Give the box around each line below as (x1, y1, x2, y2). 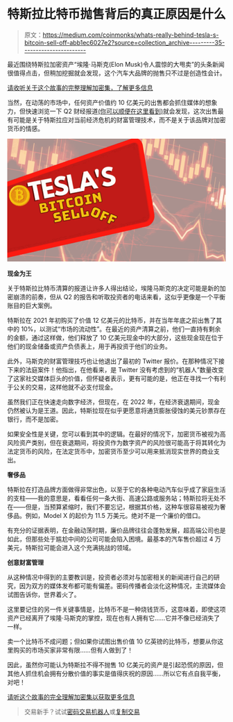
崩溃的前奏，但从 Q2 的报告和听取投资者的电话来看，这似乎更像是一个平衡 (12, 293, 226, 301)
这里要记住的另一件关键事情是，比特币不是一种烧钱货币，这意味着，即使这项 (7, 605, 226, 614)
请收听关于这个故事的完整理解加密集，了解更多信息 (7, 83, 153, 92)
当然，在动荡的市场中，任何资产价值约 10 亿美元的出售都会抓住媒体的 (7, 98, 206, 106)
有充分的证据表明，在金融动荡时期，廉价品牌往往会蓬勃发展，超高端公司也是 (7, 526, 226, 535)
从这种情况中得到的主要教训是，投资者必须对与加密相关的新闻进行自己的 (7, 573, 214, 582)
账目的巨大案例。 (7, 301, 56, 310)
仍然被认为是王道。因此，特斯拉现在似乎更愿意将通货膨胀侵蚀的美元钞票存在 (7, 407, 226, 415)
